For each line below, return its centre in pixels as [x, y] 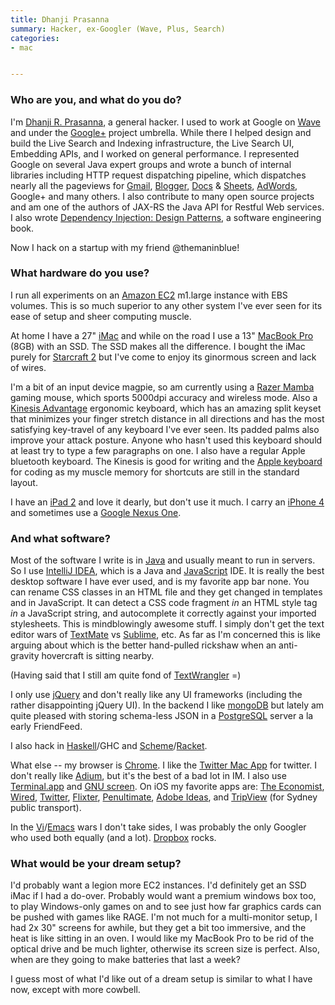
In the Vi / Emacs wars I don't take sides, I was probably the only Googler [158, 827]
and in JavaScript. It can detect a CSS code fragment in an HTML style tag [164, 603]
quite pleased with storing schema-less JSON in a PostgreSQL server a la [162, 716]
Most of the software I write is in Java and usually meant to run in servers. [163, 560]
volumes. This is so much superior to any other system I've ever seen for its [166, 305]
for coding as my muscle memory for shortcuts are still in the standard [155, 472]
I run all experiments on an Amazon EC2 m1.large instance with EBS [149, 295]
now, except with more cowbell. [75, 990]
